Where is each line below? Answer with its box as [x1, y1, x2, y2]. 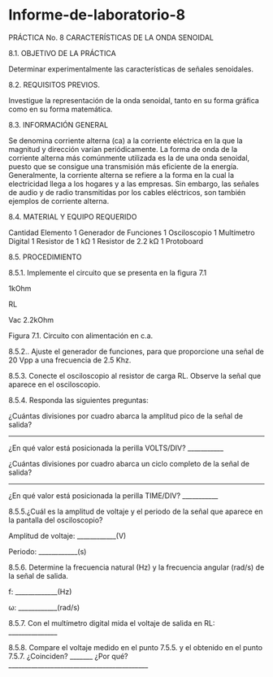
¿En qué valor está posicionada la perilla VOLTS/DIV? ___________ [8, 443, 224, 453]
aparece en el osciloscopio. [8, 380, 101, 389]
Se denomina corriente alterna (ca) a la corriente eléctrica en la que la [8, 136, 243, 145]
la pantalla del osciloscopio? [8, 514, 103, 525]
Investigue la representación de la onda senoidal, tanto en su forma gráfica [8, 95, 260, 105]
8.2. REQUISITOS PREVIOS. [8, 80, 100, 89]
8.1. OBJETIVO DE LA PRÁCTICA [8, 48, 116, 58]
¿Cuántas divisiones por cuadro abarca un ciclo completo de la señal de [8, 458, 250, 468]
